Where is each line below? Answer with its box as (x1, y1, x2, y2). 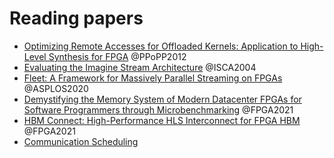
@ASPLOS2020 (23, 82, 89, 94)
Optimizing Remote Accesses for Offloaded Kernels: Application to (23, 40, 299, 52)
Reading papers (9, 7, 144, 30)
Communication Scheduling (23, 135, 139, 147)
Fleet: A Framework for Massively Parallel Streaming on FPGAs (23, 72, 283, 84)
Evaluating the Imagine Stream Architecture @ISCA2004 (23, 61, 257, 73)
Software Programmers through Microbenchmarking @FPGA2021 (23, 103, 294, 116)
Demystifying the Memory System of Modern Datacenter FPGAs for (23, 93, 302, 105)
